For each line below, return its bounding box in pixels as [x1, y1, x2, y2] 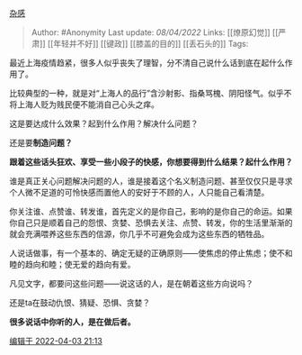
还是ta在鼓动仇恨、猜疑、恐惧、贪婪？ [9, 297, 151, 308]
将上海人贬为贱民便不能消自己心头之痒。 [9, 99, 159, 110]
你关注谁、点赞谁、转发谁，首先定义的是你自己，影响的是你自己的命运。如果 [9, 206, 293, 216]
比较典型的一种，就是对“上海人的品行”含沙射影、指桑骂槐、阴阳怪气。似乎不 [9, 88, 292, 98]
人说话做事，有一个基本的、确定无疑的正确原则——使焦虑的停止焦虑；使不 [9, 248, 285, 259]
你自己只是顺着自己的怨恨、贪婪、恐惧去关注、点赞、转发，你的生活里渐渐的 [9, 217, 293, 228]
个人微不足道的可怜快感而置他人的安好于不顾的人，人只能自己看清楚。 [9, 187, 270, 197]
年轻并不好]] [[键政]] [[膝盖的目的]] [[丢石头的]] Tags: [53, 39, 249, 49]
